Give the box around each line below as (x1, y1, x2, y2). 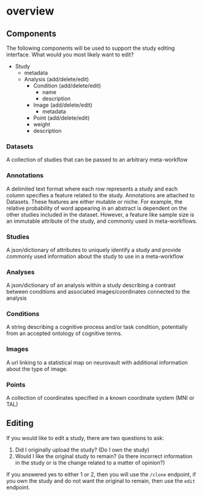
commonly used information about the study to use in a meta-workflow (6, 252, 184, 260)
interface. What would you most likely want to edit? (6, 51, 135, 58)
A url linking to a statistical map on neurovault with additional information (6, 359, 188, 366)
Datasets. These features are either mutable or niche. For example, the (6, 198, 183, 205)
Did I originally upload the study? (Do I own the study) (15, 446, 150, 453)
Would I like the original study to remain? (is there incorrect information (15, 452, 193, 459)
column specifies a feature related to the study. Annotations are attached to (6, 191, 195, 198)
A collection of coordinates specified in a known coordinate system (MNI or (6, 394, 195, 402)
